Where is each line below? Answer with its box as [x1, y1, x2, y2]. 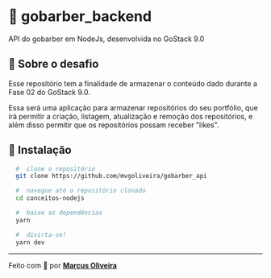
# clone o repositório [15, 164, 95, 172]
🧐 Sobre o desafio [8, 57, 99, 71]
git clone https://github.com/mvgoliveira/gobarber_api [15, 172, 207, 180]
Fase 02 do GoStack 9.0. [8, 87, 90, 97]
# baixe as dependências [15, 209, 103, 217]
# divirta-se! [15, 230, 67, 239]
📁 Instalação [8, 143, 72, 157]
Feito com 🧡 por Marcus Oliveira [8, 260, 117, 270]
